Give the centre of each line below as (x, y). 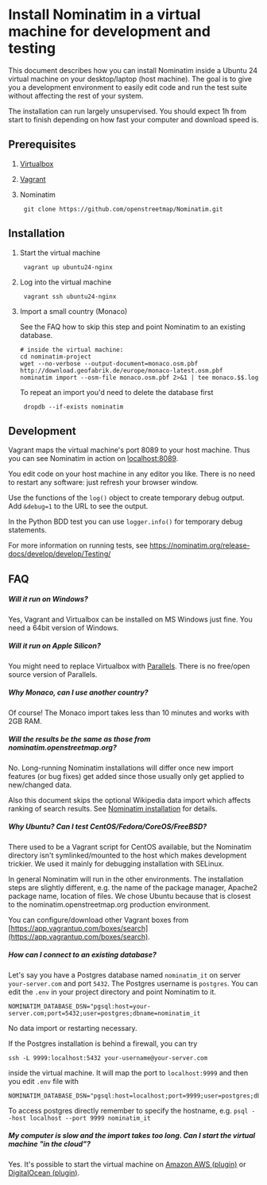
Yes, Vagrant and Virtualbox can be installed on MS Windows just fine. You (130, 619)
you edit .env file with (44, 1081)
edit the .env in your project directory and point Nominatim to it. (112, 992)
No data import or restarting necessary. (73, 1028)
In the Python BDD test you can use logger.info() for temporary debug (126, 521)
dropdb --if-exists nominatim (74, 407)
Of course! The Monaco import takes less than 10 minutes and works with (129, 712)
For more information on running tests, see (78, 545)
